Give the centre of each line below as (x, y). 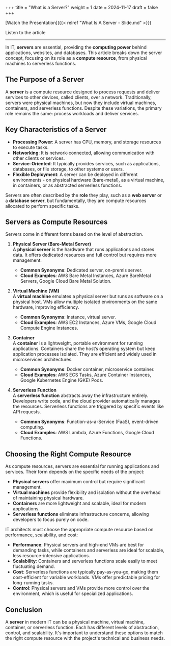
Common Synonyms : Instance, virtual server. (68, 317)
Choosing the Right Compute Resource (68, 454)
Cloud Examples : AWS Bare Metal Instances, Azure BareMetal (85, 276)
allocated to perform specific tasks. (42, 206)
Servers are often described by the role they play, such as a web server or (83, 195)
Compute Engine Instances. (49, 328)
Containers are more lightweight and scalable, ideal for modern (79, 503)
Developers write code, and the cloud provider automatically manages (86, 401)
